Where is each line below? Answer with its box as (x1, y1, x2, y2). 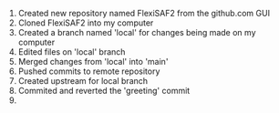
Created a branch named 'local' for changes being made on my (17, 27, 257, 37)
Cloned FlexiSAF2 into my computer (17, 17, 154, 28)
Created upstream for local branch (17, 76, 149, 86)
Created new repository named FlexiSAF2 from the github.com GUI (17, 8, 271, 18)
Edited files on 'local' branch (17, 46, 126, 57)
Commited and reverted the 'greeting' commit (17, 86, 191, 96)
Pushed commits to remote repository (17, 66, 160, 77)
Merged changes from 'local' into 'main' (17, 56, 169, 67)
